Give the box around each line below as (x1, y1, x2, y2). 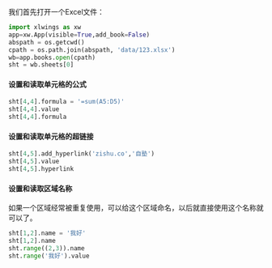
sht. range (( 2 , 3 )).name (8, 244, 85, 253)
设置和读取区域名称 (8, 183, 73, 193)
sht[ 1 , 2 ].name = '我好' (8, 229, 87, 237)
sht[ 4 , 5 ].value (8, 157, 60, 166)
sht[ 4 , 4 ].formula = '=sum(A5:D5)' (8, 98, 125, 106)
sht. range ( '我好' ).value (8, 252, 90, 260)
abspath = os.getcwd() (8, 38, 85, 46)
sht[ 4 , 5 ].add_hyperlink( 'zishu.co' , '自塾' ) (8, 150, 155, 158)
